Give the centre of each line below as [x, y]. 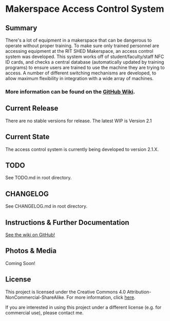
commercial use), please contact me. [44, 313]
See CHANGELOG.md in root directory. [46, 206]
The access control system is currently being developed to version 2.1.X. [82, 149]
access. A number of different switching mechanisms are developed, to [81, 73]
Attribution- [139, 292]
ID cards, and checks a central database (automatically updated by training [85, 62]
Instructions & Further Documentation [67, 222]
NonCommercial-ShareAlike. [35, 297]
